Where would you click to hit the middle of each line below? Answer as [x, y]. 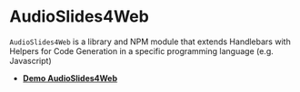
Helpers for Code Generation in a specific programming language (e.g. [142, 51]
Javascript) [30, 60]
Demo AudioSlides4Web [70, 78]
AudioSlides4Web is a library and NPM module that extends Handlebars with [150, 41]
